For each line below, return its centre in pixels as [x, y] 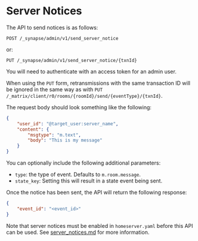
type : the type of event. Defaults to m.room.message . [78, 175]
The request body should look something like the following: [79, 107]
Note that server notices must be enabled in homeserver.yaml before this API [100, 225]
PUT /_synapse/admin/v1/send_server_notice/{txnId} [72, 60]
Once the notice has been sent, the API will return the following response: [97, 193]
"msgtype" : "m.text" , [55, 135]
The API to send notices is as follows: [52, 27]
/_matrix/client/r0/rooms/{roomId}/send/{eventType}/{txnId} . [84, 95]
